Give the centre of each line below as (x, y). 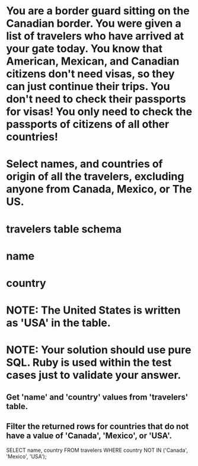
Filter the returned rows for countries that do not (98, 427)
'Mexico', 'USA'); (26, 456)
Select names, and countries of (84, 164)
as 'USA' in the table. (58, 323)
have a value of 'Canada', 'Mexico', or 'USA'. (89, 436)
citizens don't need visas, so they (90, 74)
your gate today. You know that (84, 49)
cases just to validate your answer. (94, 375)
